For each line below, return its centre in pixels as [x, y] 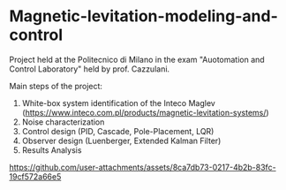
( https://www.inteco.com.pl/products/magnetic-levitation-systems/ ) [145, 112]
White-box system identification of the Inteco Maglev [119, 103]
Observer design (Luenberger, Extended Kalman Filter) [121, 141]
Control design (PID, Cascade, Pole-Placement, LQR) [118, 131]
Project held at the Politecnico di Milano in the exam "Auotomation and [137, 59]
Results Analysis [52, 150]
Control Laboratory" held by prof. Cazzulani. [90, 69]
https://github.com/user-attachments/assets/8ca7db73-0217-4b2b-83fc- [143, 167]
